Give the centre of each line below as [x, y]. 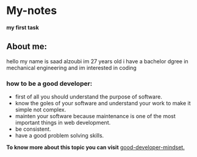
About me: [27, 47]
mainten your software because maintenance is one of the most [95, 116]
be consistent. [33, 129]
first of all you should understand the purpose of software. [89, 97]
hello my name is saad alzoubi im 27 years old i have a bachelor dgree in [98, 61]
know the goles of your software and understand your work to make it [103, 103]
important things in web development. [63, 123]
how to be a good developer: [49, 83]
